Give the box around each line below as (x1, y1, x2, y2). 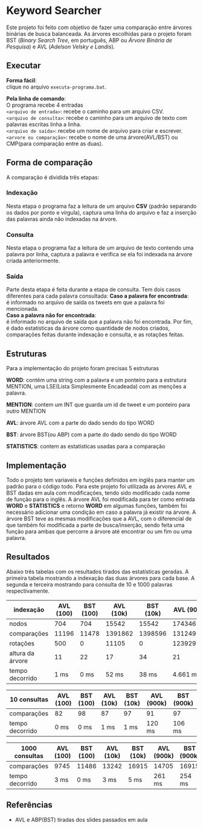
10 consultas (10, 695, 49, 704)
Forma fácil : (6, 76, 37, 84)
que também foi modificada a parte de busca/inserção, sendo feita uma (6, 522, 185, 529)
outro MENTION (6, 407, 47, 415)
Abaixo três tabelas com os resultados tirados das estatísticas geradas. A (6, 568, 189, 575)
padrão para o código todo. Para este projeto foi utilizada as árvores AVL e (6, 483, 192, 490)
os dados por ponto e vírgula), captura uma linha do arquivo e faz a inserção (6, 208, 197, 216)
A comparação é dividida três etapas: (6, 173, 100, 181)
